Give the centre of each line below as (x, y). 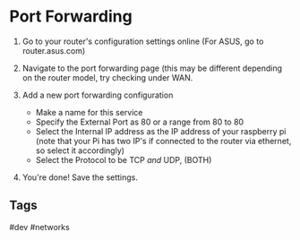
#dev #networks (39, 227)
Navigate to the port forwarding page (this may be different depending (152, 68)
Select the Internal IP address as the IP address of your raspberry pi (161, 131)
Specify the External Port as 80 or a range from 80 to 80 (140, 122)
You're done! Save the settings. (80, 177)
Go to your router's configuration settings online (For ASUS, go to (143, 41)
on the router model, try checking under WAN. (107, 77)
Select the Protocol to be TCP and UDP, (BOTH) (124, 159)
